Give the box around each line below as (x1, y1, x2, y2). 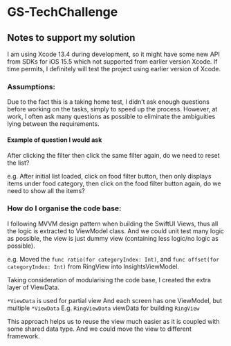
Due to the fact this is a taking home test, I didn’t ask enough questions (7, 98, 210, 106)
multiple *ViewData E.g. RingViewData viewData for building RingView (7, 304, 200, 312)
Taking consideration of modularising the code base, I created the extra (7, 275, 211, 284)
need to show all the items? (7, 186, 85, 194)
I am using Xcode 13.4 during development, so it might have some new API (7, 50, 220, 58)
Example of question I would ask (7, 136, 102, 144)
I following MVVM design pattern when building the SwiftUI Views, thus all (7, 219, 219, 228)
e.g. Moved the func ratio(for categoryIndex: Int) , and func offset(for (7, 255, 220, 263)
